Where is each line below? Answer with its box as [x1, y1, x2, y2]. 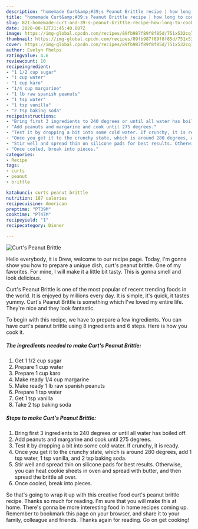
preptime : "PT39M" [6, 206, 51, 212]
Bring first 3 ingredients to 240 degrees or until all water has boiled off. [14, 429, 187, 436]
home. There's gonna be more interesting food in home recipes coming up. [6, 504, 189, 511]
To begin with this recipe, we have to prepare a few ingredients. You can [6, 316, 181, 323]
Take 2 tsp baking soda [14, 401, 72, 408]
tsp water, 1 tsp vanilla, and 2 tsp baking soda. [14, 455, 127, 462]
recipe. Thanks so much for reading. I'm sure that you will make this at [6, 497, 177, 504]
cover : [6, 42, 22, 48]
